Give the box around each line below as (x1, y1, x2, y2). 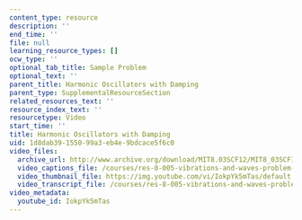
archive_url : (17, 154, 67, 164)
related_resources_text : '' (9, 96, 115, 106)
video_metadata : (9, 189, 70, 198)
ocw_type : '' (9, 55, 58, 64)
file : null (9, 38, 50, 48)
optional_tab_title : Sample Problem (9, 64, 147, 73)
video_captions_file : (17, 163, 99, 172)
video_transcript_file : (17, 180, 106, 189)
